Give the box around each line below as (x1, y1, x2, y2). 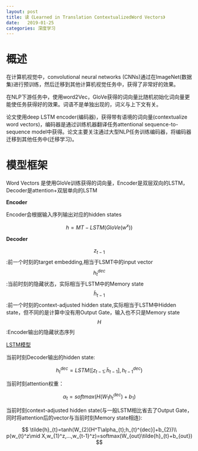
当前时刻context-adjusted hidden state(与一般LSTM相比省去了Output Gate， (6, 406, 193, 414)
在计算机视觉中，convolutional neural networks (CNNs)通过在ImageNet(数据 (6, 74, 192, 81)
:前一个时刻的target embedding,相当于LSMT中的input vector (6, 258, 153, 265)
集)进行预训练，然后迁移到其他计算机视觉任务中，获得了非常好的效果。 (6, 81, 179, 88)
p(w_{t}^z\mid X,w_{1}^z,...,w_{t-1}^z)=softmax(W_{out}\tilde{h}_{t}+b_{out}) (6, 432, 193, 439)
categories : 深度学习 (6, 25, 56, 31)
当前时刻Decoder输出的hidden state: (6, 354, 96, 361)
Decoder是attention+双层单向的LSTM (6, 187, 98, 194)
